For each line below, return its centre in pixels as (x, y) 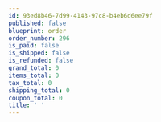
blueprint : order (37, 31)
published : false (37, 23)
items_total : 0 (34, 75)
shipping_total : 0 (39, 90)
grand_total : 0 (34, 68)
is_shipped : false (39, 53)
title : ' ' (27, 105)
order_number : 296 (39, 38)
